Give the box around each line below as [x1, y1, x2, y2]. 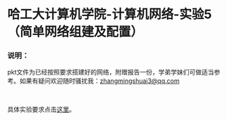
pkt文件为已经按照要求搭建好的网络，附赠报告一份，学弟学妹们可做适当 [7, 68, 214, 76]
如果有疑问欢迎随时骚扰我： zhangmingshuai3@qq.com [19, 76, 180, 85]
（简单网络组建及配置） [7, 24, 144, 40]
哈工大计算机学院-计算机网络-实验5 [7, 6, 212, 22]
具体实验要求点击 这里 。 [7, 105, 75, 114]
